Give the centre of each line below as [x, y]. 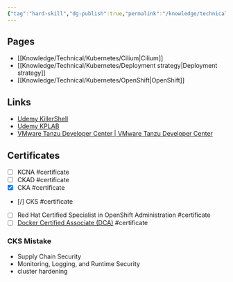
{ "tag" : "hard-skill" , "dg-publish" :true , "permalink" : [85, 14]
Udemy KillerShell [43, 119]
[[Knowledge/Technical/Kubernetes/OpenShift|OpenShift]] [101, 80]
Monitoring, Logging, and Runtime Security [79, 263]
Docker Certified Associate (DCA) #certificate [83, 223]
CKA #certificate [41, 188]
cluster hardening [42, 271]
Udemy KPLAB [38, 126]
